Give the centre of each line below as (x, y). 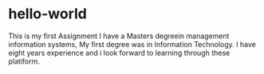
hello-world (48, 14)
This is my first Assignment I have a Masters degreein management (119, 36)
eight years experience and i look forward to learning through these (119, 53)
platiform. (24, 61)
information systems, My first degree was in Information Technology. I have (132, 44)
